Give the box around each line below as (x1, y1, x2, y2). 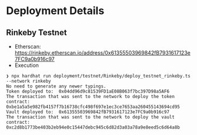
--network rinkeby (6, 78, 51, 84)
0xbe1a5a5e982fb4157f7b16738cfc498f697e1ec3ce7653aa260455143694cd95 (6, 104, 181, 110)
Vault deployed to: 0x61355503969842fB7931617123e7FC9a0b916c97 (6, 109, 169, 115)
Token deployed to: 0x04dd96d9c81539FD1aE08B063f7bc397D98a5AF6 (6, 89, 169, 95)
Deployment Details (6, 4, 105, 18)
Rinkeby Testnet (6, 28, 67, 38)
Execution (14, 62, 39, 69)
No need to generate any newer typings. (6, 83, 107, 89)
